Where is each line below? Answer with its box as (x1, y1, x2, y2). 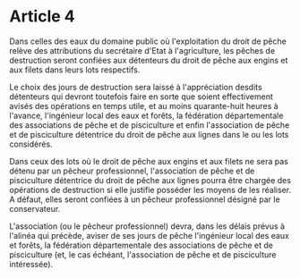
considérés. (9, 139, 53, 149)
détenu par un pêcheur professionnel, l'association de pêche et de (9, 165, 255, 176)
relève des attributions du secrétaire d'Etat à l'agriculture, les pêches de (9, 45, 276, 55)
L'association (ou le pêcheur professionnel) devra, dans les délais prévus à (9, 221, 285, 232)
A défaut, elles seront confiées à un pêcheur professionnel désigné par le (9, 194, 280, 205)
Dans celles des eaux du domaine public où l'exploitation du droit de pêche (9, 36, 287, 46)
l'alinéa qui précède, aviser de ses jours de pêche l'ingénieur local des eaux (9, 230, 289, 240)
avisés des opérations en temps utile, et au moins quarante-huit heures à (9, 100, 279, 111)
